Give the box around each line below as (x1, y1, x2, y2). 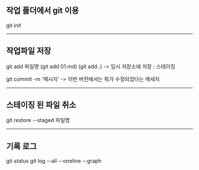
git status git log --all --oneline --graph (6, 158, 102, 165)
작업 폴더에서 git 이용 (6, 5, 79, 16)
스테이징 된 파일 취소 (6, 100, 76, 110)
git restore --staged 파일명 (6, 117, 70, 124)
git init (6, 21, 22, 28)
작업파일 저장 (6, 46, 52, 56)
